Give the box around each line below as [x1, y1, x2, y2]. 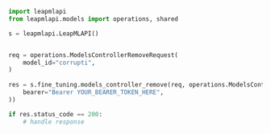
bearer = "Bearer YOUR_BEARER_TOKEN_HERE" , [23, 88, 164, 96]
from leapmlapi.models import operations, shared [8, 14, 179, 23]
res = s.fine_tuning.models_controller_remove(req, [8, 81, 186, 89]
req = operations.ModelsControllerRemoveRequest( [8, 51, 179, 59]
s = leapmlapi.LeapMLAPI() [8, 29, 99, 38]
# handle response [23, 117, 85, 126]
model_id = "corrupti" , [23, 59, 95, 67]
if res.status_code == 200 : [8, 110, 103, 118]
